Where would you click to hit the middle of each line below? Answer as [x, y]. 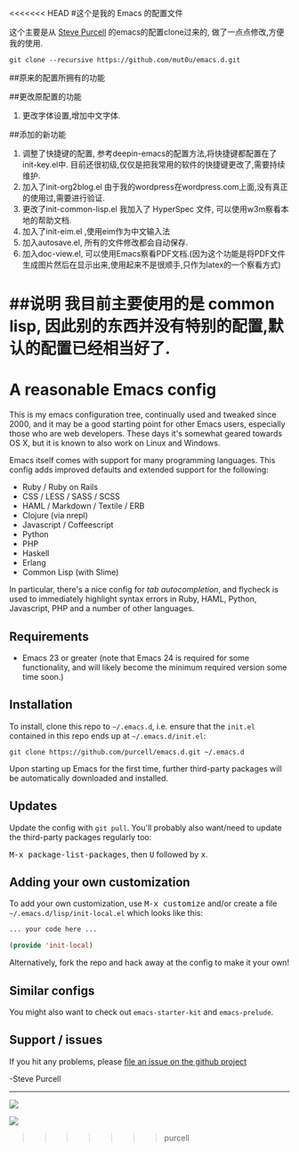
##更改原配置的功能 [45, 97]
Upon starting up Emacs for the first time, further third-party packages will [145, 768]
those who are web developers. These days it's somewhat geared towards [146, 434]
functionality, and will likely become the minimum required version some [154, 667]
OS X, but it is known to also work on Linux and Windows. [115, 443]
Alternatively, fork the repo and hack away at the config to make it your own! [149, 963]
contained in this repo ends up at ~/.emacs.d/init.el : [108, 735]
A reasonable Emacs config [113, 390]
